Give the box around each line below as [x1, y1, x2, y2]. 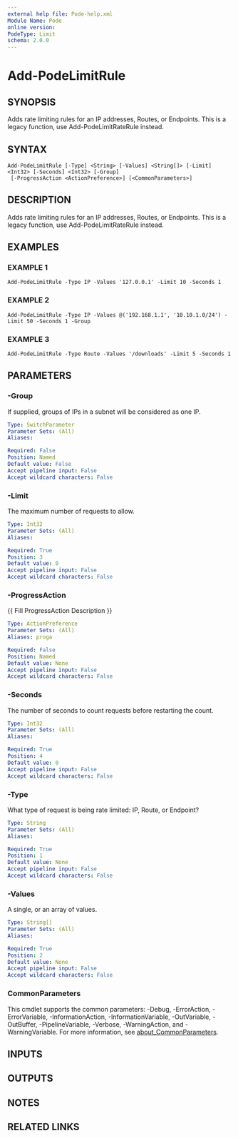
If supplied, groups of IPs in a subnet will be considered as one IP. [7, 407, 201, 416]
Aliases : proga [7, 634, 53, 641]
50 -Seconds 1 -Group [26, 317, 91, 325]
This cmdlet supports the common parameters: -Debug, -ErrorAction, [7, 1005, 212, 1013]
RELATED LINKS [7, 1121, 80, 1133]
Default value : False [7, 461, 72, 468]
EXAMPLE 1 [7, 263, 48, 273]
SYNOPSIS [7, 96, 56, 108]
